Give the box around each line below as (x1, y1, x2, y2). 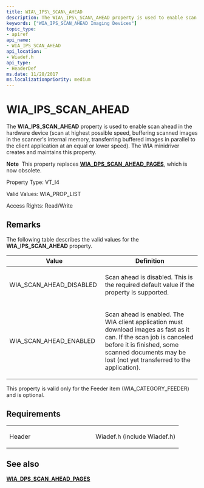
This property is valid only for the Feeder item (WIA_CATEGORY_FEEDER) (6, 385, 189, 392)
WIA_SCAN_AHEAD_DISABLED (9, 280, 97, 289)
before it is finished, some (105, 341, 179, 349)
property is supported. (105, 288, 169, 296)
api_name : (6, 37, 32, 43)
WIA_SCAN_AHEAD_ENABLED (9, 336, 96, 345)
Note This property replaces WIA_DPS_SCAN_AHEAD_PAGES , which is (6, 160, 188, 168)
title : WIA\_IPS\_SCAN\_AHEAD (6, 8, 83, 15)
